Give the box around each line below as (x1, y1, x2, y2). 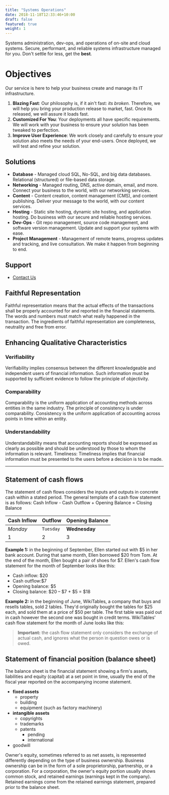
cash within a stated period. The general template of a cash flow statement (5, 494, 161, 500)
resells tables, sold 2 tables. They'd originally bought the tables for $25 (5, 604, 153, 610)
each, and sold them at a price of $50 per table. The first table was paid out (5, 609, 162, 615)
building (20, 700, 37, 706)
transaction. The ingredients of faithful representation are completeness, (5, 319, 156, 325)
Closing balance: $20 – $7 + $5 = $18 (12, 589, 91, 595)
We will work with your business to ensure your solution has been (12, 122, 149, 128)
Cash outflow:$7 (12, 577, 47, 584)
